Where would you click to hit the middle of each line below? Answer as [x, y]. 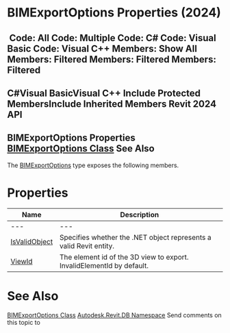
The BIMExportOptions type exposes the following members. [93, 165]
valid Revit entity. [87, 246]
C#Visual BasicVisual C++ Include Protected [104, 93]
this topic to [24, 322]
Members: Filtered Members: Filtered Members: [112, 59]
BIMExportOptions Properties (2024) [114, 13]
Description [139, 214]
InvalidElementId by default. [104, 265]
